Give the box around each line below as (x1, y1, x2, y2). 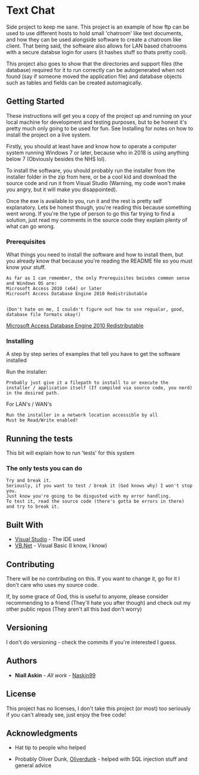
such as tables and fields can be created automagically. (6, 79, 143, 86)
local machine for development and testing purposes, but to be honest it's (6, 118, 187, 126)
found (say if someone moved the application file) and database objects (6, 73, 182, 80)
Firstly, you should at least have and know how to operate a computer (6, 142, 177, 149)
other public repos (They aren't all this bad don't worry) (6, 605, 143, 613)
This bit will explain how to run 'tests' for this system (6, 449, 135, 457)
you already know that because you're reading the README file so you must (6, 257, 193, 265)
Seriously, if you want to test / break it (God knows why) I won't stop (6, 483, 193, 489)
